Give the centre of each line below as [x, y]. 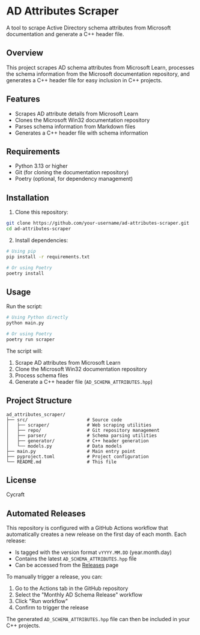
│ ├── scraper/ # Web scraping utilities [79, 425]
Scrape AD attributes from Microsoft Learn [68, 362]
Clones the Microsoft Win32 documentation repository [82, 120]
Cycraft [16, 494]
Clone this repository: [41, 212]
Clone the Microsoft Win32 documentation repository [81, 369]
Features [23, 99]
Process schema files [41, 375]
